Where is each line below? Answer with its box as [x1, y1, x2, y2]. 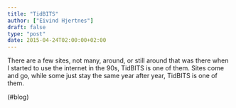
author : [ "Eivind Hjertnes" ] [7, 17, 94, 24]
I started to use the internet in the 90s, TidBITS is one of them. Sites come [7, 64, 225, 72]
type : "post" [7, 30, 46, 38]
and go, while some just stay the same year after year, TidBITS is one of [7, 72, 218, 80]
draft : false [7, 23, 46, 31]
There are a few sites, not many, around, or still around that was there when [7, 56, 229, 65]
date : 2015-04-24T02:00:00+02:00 [7, 37, 107, 44]
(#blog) [7, 93, 30, 102]
